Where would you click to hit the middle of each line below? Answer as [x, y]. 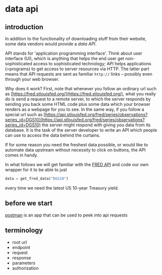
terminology [24, 230]
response [22, 257]
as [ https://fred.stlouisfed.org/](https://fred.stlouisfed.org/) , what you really [81, 94]
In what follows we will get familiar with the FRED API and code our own [77, 165]
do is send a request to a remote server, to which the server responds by [78, 99]
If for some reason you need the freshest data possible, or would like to [77, 145]
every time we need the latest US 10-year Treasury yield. [62, 188]
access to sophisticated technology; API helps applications [92, 64]
